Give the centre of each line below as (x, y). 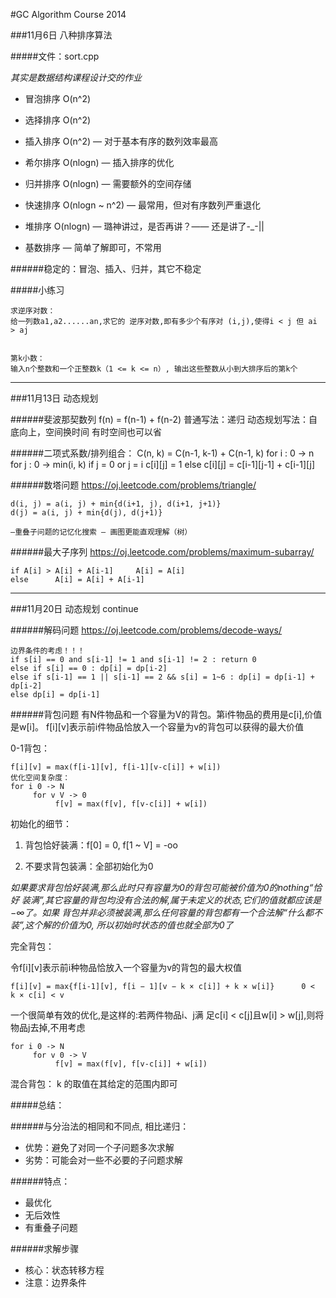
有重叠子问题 (51, 1227)
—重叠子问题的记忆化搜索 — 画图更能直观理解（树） (101, 532)
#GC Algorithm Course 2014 (68, 14)
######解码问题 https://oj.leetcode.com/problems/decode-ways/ (146, 630)
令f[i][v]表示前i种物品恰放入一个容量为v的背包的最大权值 (126, 967)
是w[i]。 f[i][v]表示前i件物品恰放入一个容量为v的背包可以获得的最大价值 (157, 727)
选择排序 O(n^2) (58, 120)
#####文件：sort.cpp (55, 56)
